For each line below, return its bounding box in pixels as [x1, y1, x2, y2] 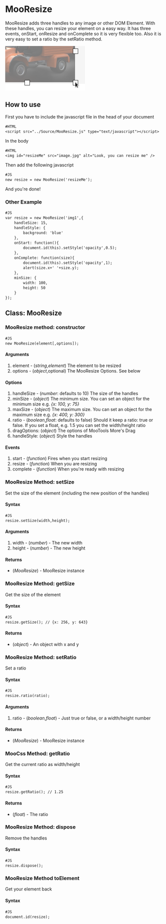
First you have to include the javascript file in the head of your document [5, 113, 155, 119]
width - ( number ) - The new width [12, 540, 83, 546]
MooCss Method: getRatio [5, 750, 70, 757]
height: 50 [23, 285, 46, 290]
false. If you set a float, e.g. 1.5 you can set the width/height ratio [12, 422, 146, 428]
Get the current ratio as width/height [5, 761, 80, 767]
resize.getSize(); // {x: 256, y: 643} [5, 619, 88, 624]
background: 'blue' [23, 230, 64, 235]
